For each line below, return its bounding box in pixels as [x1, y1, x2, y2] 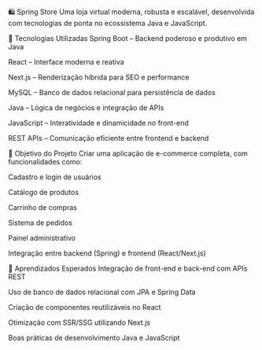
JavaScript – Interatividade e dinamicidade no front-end [8, 118, 189, 127]
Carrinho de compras [8, 203, 77, 212]
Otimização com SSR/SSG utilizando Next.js [8, 318, 151, 327]
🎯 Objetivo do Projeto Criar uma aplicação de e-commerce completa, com [8, 149, 248, 158]
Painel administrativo [8, 234, 76, 242]
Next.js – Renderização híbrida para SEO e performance [8, 72, 190, 82]
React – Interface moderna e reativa [8, 57, 124, 66]
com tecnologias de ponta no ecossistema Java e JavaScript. [8, 19, 208, 28]
